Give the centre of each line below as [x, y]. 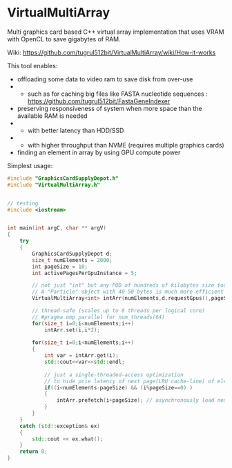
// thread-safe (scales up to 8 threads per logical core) [119, 311]
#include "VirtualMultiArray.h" [54, 185]
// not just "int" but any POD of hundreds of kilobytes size [123, 285]
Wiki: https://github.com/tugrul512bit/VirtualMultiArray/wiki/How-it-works [112, 52]
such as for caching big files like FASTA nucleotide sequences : [118, 94]
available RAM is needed [52, 116]
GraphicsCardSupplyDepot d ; [72, 254]
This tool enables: [32, 65]
